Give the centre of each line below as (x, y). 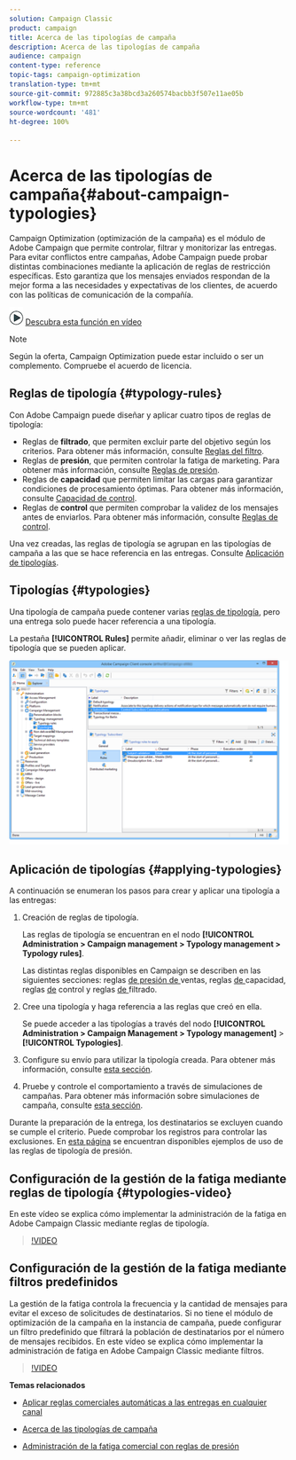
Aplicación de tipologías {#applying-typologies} (145, 869)
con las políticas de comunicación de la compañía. (101, 295)
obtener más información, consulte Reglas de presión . (121, 469)
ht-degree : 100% (39, 122)
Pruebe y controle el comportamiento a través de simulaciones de (142, 1087)
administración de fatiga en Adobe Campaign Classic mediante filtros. (136, 1350)
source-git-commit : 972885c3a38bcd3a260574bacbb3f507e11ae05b (126, 93)
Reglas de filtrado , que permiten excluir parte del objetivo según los (147, 441)
